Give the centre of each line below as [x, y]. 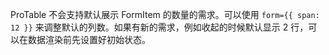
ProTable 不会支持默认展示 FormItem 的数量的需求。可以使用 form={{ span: [165, 14]
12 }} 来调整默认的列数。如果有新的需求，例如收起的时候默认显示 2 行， [159, 27]
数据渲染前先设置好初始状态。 [89, 39]
